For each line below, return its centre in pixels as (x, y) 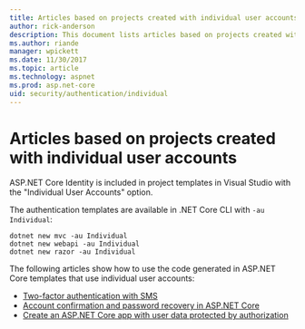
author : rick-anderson (52, 26)
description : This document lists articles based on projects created (146, 34)
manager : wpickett (44, 52)
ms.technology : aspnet (52, 77)
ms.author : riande (44, 43)
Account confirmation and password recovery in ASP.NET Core (141, 305)
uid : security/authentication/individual (89, 93)
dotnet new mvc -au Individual (69, 237)
